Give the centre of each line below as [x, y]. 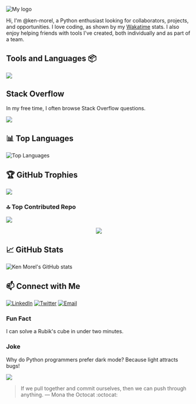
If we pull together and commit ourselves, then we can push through [103, 388]
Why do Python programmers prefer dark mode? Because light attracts [92, 359]
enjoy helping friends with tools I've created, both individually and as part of [98, 33]
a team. [15, 39]
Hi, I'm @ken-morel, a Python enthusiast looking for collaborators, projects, [97, 20]
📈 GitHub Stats [35, 250]
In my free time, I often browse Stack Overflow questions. [76, 108]
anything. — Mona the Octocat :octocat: [69, 395]
